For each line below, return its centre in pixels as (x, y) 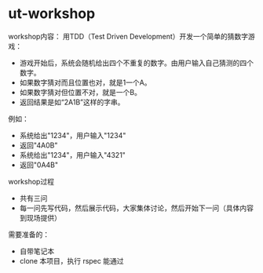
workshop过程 (31, 181)
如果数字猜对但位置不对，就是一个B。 (80, 92)
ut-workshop (52, 14)
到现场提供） (40, 217)
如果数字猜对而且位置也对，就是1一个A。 (85, 82)
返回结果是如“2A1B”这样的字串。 (72, 102)
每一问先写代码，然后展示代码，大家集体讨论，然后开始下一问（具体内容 (136, 208)
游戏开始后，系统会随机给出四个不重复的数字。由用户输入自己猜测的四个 (136, 63)
